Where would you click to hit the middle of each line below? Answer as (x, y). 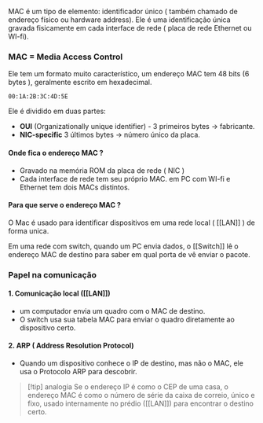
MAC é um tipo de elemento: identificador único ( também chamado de (123, 11)
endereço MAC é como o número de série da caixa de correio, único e (141, 395)
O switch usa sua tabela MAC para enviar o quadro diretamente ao (127, 319)
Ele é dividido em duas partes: (57, 111)
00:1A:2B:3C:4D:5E (38, 97)
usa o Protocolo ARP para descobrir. (78, 372)
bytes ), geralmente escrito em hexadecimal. (80, 83)
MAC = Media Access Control (66, 57)
